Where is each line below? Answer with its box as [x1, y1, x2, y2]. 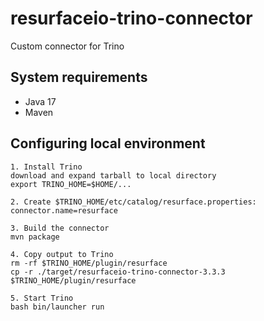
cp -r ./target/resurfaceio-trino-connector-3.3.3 [10, 267, 226, 277]
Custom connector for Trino [10, 40, 125, 52]
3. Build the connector [10, 223, 110, 233]
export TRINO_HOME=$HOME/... [10, 179, 132, 189]
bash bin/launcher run [10, 302, 105, 312]
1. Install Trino [10, 162, 83, 172]
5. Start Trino [10, 293, 74, 303]
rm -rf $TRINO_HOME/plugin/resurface [10, 258, 168, 268]
